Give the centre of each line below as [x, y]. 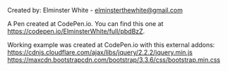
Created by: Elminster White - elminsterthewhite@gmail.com [95, 10]
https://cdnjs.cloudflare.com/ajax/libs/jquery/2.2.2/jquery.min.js [100, 52]
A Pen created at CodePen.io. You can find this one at [85, 24]
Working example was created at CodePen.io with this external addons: [111, 45]
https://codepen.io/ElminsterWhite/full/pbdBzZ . [76, 31]
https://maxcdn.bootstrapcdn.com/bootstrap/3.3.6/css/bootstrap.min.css [114, 60]
